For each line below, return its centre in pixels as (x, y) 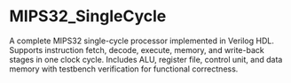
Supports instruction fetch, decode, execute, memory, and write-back (137, 49)
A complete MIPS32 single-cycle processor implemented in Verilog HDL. (142, 41)
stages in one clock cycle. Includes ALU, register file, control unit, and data (146, 59)
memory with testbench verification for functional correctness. (124, 69)
